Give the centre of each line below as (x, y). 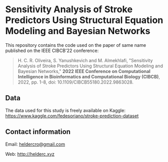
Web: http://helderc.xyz (30, 154)
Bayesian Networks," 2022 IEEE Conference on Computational (84, 71)
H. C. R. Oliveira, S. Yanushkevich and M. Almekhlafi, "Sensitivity (85, 60)
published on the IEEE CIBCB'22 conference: (52, 50)
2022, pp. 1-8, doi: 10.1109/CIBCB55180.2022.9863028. (75, 82)
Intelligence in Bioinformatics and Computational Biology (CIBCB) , (89, 76)
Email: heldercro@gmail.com (35, 144)
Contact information (38, 132)
